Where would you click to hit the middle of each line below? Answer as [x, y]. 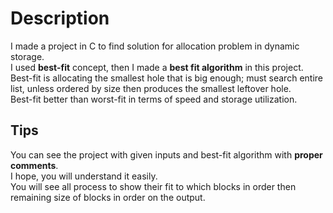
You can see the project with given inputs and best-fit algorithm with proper [166, 154]
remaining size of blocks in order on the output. [108, 197]
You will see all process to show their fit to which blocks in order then [153, 186]
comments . [34, 165]
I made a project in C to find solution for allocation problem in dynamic [155, 46]
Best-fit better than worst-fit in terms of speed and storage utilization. [154, 99]
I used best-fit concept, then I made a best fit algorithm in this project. [157, 67]
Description [60, 18]
